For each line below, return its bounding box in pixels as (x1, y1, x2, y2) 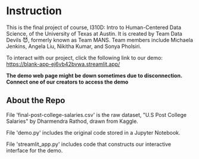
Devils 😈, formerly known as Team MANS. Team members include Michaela (6, 36, 194, 43)
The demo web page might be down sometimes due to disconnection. (6, 72, 183, 79)
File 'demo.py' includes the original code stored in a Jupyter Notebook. (6, 129, 181, 136)
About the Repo (6, 96, 66, 106)
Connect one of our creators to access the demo (6, 78, 129, 85)
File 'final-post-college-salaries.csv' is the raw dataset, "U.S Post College (6, 111, 186, 118)
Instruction (6, 4, 62, 18)
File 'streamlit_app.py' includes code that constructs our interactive (6, 141, 172, 148)
